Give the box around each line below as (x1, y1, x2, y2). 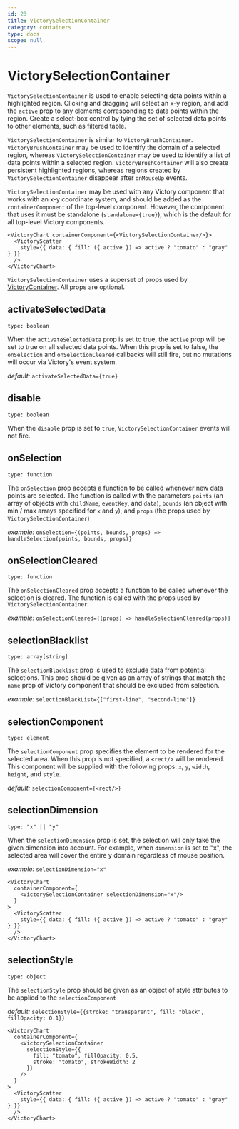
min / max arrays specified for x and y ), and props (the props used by (7, 506, 210, 515)
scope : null (7, 37, 43, 44)
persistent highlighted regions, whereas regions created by (7, 166, 181, 175)
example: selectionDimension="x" (7, 865, 107, 873)
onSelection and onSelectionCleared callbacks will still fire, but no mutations (7, 350, 232, 358)
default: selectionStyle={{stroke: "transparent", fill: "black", (7, 1007, 205, 1015)
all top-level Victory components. (7, 218, 106, 226)
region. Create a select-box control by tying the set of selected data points (7, 114, 227, 123)
